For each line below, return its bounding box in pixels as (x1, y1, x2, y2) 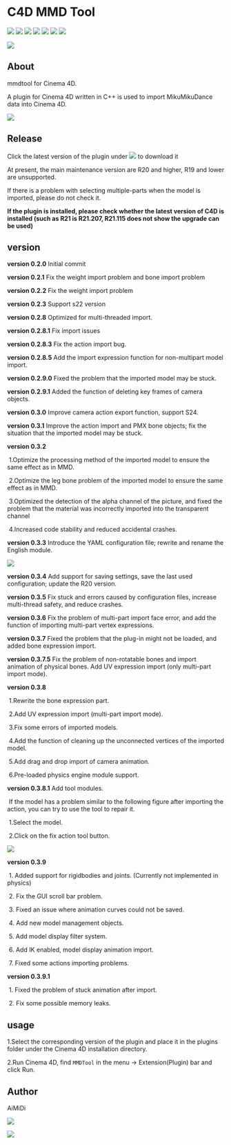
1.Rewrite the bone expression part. (8, 697, 110, 705)
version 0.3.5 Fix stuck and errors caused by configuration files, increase (7, 593, 217, 602)
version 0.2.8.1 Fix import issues (7, 327, 101, 335)
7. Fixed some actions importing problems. (8, 959, 130, 968)
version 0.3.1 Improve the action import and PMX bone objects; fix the (7, 422, 207, 430)
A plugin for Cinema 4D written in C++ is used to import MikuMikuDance (7, 93, 213, 101)
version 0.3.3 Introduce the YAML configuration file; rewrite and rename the (7, 539, 224, 547)
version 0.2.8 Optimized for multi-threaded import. (7, 314, 153, 322)
